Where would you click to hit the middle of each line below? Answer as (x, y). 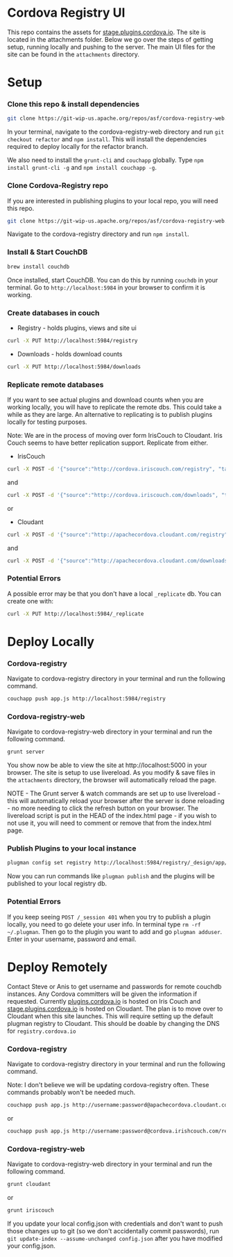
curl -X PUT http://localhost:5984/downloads (74, 367)
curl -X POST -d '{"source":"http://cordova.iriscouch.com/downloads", (113, 495)
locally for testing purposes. (47, 422)
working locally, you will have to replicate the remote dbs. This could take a (114, 407)
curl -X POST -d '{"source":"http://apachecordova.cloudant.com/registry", (119, 535)
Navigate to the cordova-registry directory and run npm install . (98, 234)
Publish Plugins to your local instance (72, 848)
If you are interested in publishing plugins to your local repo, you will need (113, 200)
